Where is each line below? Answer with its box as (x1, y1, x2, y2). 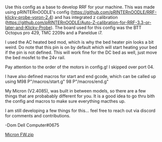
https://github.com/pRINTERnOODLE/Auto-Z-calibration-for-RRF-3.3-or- (6, 19, 152, 25)
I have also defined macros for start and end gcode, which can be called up (5, 74, 156, 79)
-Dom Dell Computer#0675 (5, 122, 60, 128)
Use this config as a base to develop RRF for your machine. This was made (5, 4, 155, 10)
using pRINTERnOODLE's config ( (5, 9, 72, 15)
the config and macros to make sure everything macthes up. (5, 98, 126, 104)
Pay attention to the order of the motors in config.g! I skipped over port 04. (5, 64, 154, 70)
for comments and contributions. (5, 113, 71, 118)
